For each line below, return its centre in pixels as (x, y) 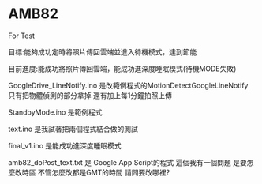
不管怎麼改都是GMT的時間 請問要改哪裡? (104, 172)
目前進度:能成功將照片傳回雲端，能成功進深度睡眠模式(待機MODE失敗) (122, 69)
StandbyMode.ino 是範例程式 (55, 112)
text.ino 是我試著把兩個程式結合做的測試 (73, 129)
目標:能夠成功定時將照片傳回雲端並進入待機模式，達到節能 (103, 51)
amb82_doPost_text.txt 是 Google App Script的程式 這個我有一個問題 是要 (127, 162)
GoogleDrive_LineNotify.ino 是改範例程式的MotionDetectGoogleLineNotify (128, 85)
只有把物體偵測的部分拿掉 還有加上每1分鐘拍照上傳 (90, 95)
